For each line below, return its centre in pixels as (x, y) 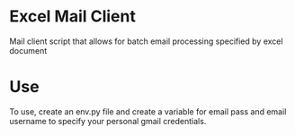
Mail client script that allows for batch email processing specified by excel (146, 41)
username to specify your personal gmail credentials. (108, 121)
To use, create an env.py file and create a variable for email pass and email (148, 111)
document (28, 50)
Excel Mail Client (73, 17)
